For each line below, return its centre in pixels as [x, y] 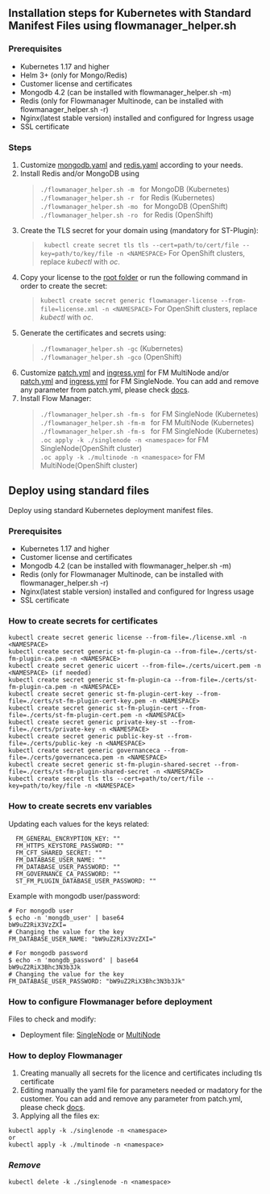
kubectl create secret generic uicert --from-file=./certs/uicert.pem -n [135, 666]
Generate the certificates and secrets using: [93, 332]
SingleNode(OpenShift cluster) [91, 448]
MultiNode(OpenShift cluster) [89, 465]
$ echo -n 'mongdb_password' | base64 [73, 960]
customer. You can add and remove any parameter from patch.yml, [131, 1099]
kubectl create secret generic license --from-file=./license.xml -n [128, 638]
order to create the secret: [64, 286]
